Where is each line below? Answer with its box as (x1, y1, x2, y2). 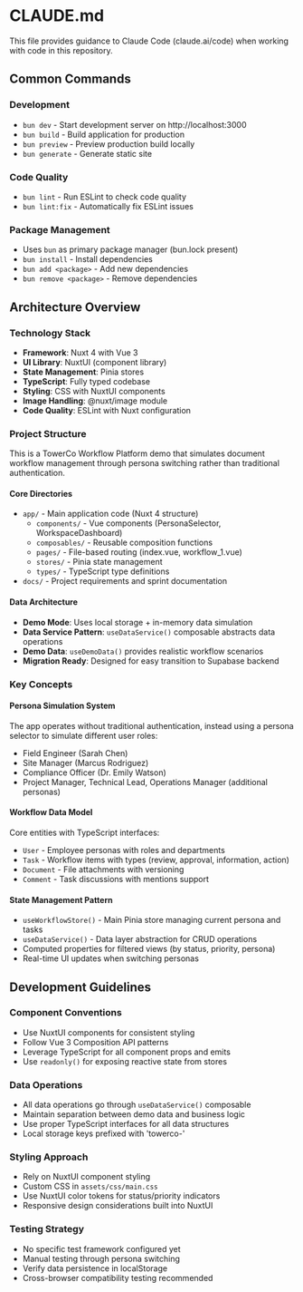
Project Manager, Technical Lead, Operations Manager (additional (22, 776, 269, 787)
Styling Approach (9, 1151, 89, 1163)
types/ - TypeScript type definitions (35, 566, 170, 577)
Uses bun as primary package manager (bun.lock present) (22, 244, 239, 255)
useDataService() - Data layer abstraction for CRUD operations (22, 934, 258, 945)
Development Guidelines (9, 979, 152, 995)
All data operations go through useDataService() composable (22, 1099, 251, 1111)
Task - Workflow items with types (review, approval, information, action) (22, 854, 289, 865)
